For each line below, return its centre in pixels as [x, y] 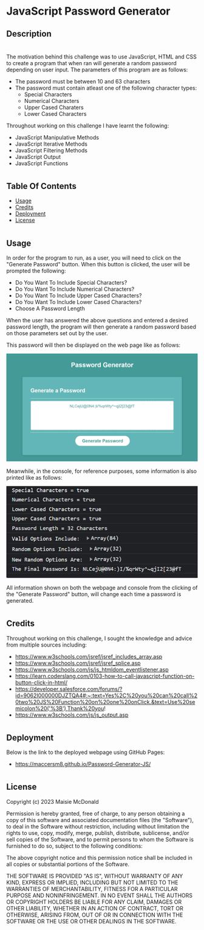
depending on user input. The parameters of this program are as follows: [97, 69]
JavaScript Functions [42, 163]
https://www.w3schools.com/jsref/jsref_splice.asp [78, 663]
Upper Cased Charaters [54, 107]
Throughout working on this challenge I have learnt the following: [88, 126]
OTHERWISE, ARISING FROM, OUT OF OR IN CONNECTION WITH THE [95, 915]
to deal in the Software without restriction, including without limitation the [98, 826]
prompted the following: [36, 271]
